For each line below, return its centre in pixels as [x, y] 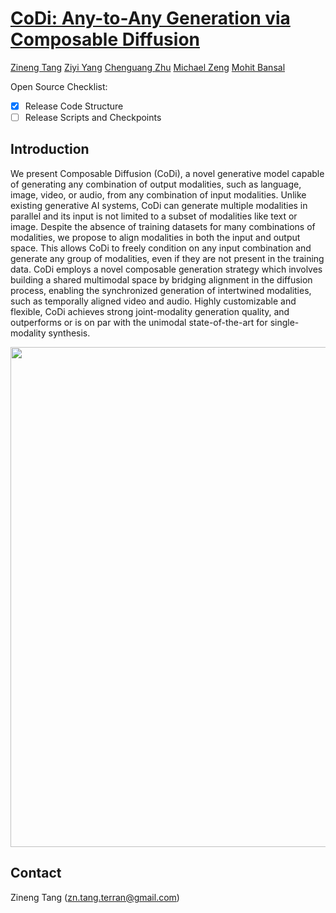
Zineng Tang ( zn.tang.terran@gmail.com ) [95, 897]
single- [284, 322]
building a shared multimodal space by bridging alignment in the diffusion [161, 279]
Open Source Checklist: [59, 86]
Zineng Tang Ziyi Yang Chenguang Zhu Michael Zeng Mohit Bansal [148, 67]
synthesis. [69, 333]
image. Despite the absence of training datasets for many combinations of [163, 226]
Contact [36, 873]
